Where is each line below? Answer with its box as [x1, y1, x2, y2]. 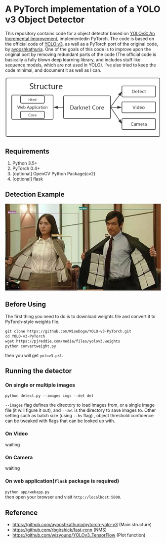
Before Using [5, 300, 46, 309]
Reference [5, 508, 38, 517]
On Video [5, 430, 28, 437]
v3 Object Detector [5, 14, 85, 25]
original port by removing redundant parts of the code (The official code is [5, 51, 157, 57]
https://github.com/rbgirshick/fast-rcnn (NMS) [12, 527, 107, 533]
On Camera [5, 454, 33, 461]
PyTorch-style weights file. [5, 319, 60, 325]
